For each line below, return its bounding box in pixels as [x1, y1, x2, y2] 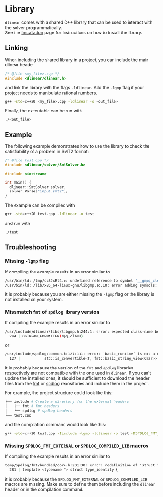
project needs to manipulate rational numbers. [5, 90, 97, 96]
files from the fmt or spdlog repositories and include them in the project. [5, 381, 149, 386]
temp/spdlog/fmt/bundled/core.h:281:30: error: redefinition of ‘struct [5, 463, 155, 467]
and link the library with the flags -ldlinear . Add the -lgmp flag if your [5, 84, 144, 90]
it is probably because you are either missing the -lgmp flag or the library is [5, 291, 154, 297]
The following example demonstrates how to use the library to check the [5, 144, 150, 149]
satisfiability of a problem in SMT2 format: [5, 149, 89, 155]
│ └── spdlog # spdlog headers [5, 408, 73, 413]
